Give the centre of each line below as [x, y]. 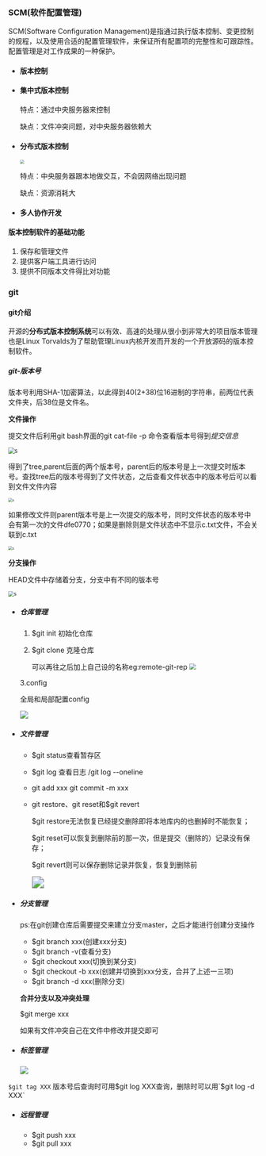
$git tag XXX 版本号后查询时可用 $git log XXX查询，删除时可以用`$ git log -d [131, 1087]
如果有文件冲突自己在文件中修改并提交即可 [89, 1031]
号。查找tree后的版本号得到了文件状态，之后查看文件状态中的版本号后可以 [129, 477]
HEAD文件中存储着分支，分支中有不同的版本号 [84, 580]
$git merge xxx [44, 1014]
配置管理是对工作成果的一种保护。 [64, 51]
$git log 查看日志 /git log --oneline [87, 772]
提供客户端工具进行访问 [58, 261]
